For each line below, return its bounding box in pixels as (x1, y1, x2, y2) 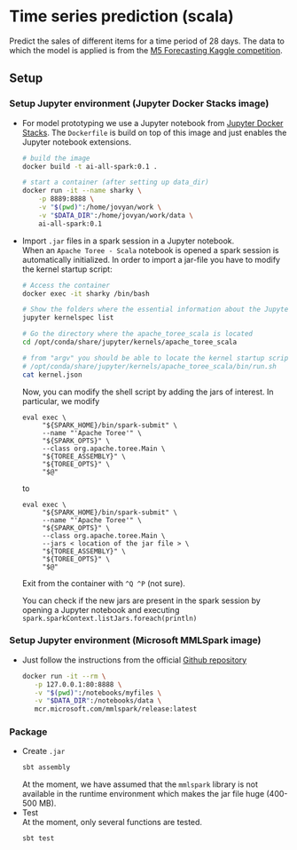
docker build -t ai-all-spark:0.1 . (21, 162, 158, 171)
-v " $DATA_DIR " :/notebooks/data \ (34, 696, 162, 705)
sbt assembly (21, 763, 71, 772)
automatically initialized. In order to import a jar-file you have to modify (21, 254, 281, 265)
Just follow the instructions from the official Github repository (21, 655, 247, 665)
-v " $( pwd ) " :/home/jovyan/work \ (38, 203, 162, 211)
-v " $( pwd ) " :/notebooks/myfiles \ (34, 688, 162, 697)
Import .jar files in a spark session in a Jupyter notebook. (21, 235, 235, 246)
